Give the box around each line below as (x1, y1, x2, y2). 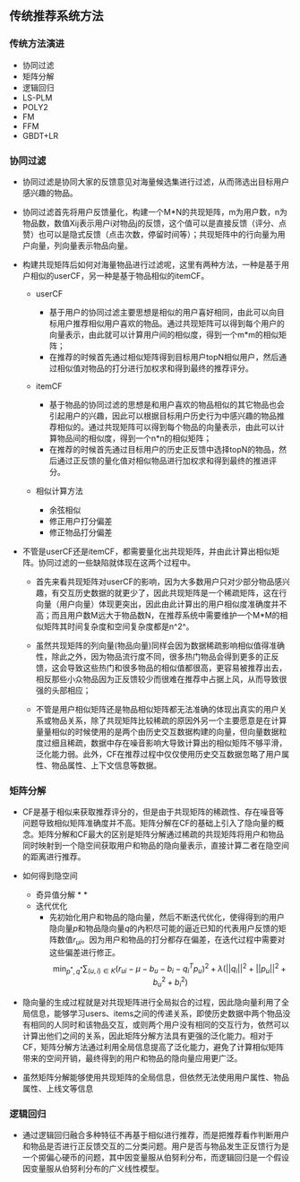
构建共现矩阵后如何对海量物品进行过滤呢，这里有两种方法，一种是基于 (21, 259, 282, 270)
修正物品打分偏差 (48, 527, 113, 538)
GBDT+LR (21, 130, 59, 141)
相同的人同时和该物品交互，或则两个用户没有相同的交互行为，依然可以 (30, 1019, 289, 1030)
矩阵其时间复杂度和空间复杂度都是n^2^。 (43, 621, 194, 632)
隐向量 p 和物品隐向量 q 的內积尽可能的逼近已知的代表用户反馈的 (48, 923, 279, 934)
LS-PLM (21, 92, 53, 103)
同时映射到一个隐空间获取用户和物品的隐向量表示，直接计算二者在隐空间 (21, 841, 289, 851)
